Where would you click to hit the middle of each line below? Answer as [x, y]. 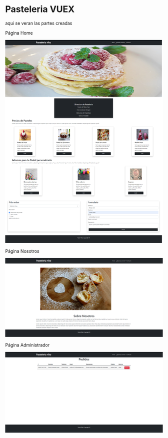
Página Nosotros [22, 251]
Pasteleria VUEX [40, 9]
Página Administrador [27, 345]
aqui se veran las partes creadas [39, 23]
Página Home [19, 33]
